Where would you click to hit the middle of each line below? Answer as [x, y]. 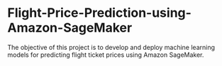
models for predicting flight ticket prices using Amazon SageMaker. [106, 55]
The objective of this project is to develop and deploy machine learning [111, 47]
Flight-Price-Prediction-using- [99, 13]
